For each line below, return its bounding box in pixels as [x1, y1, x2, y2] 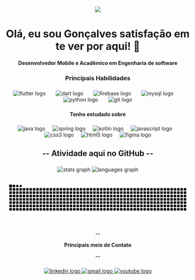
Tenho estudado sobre [69, 111, 126, 118]
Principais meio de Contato [64, 241, 132, 248]
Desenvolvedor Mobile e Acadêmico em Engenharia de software [18, 59, 178, 66]
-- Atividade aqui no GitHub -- [42, 148, 153, 158]
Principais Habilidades [65, 74, 131, 82]
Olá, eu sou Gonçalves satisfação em [6, 28, 190, 40]
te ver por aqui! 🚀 [55, 40, 141, 53]
